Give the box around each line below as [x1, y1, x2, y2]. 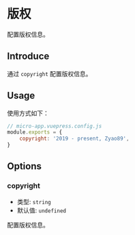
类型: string [16, 197, 51, 206]
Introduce [7, 51, 50, 62]
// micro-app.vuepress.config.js [7, 123, 102, 129]
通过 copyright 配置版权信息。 [7, 69, 92, 77]
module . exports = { [7, 129, 63, 136]
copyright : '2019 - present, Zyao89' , [19, 135, 130, 143]
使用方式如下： [7, 109, 49, 117]
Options [7, 160, 42, 172]
